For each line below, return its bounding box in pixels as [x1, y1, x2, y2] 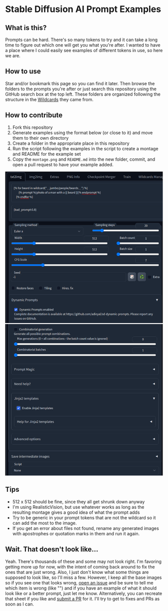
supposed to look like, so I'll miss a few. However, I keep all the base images [5, 574, 162, 580]
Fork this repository [12, 124, 53, 130]
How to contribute [5, 111, 63, 120]
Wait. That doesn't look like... [5, 545, 98, 554]
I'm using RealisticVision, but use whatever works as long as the [12, 504, 144, 510]
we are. [5, 53, 21, 59]
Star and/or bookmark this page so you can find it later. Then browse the [5, 80, 155, 86]
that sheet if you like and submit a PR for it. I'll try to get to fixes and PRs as [5, 595, 160, 601]
